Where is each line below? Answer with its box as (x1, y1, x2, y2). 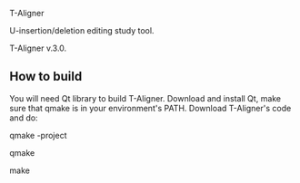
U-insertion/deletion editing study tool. (9, 25, 155, 35)
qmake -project (9, 130, 67, 140)
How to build (9, 69, 83, 84)
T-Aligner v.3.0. (9, 43, 67, 53)
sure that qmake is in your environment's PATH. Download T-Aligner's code (9, 102, 292, 113)
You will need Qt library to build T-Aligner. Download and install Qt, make (9, 92, 282, 103)
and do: (9, 112, 38, 123)
